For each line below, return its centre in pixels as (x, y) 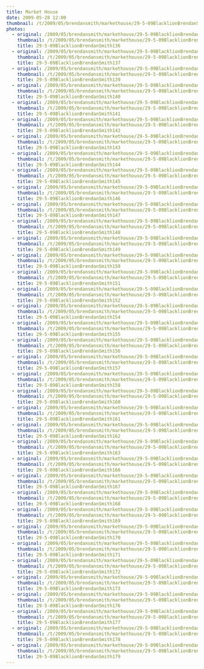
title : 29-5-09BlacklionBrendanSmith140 (69, 97)
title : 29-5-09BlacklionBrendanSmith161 (69, 419)
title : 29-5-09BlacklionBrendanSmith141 (69, 114)
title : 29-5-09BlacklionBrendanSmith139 (69, 80)
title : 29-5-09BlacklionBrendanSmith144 (69, 165)
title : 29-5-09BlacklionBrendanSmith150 (69, 266)
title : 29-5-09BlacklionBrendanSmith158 (69, 385)
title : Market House (32, 12)
